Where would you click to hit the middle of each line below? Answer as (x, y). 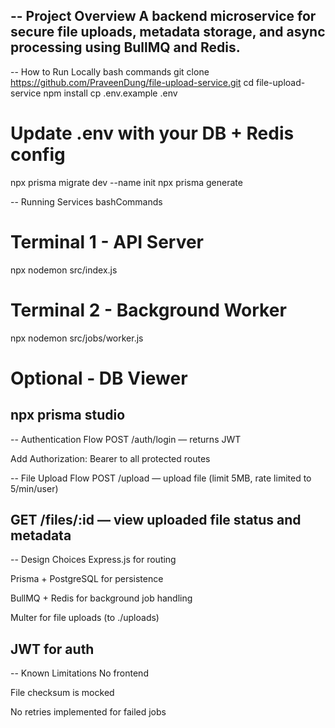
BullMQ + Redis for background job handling (101, 598)
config (38, 155)
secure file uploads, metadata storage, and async (168, 32)
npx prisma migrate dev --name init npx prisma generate (126, 182)
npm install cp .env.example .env (110, 93)
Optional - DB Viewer (99, 378)
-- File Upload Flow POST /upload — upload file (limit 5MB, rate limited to (161, 478)
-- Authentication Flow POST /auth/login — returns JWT (126, 439)
